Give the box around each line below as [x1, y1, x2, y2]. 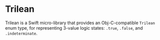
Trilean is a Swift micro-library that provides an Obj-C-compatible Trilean [5, 20, 156, 26]
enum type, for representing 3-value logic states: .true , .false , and [5, 25, 143, 31]
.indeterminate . [5, 30, 38, 36]
